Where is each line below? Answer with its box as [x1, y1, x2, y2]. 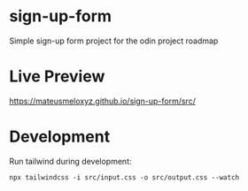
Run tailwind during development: [9, 156, 132, 166]
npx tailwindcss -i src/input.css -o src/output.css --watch [9, 172, 240, 182]
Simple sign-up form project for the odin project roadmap [9, 35, 219, 46]
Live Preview [9, 66, 105, 87]
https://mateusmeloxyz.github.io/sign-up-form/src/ [9, 95, 197, 106]
